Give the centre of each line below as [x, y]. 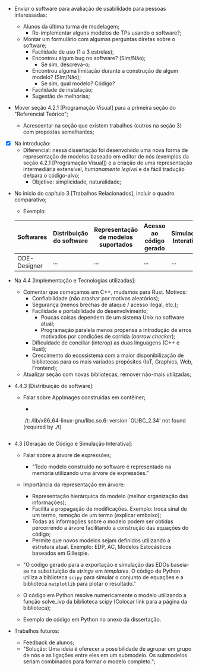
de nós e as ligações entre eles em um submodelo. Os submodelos [105, 656]
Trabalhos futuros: [37, 631]
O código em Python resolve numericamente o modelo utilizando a [105, 595]
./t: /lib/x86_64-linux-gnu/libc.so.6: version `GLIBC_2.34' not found [104, 421]
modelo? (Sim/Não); [56, 77]
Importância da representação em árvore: [74, 484]
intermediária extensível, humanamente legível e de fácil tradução [104, 169]
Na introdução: [32, 143]
